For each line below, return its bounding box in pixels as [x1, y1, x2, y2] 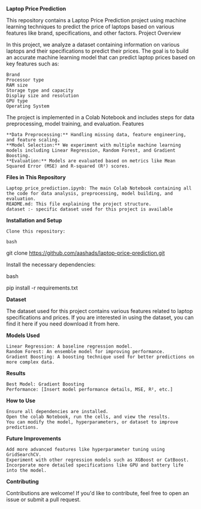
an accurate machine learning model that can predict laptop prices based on [6, 54, 196, 61]
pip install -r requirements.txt [6, 284, 78, 291]
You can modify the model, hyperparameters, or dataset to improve [6, 419, 179, 425]
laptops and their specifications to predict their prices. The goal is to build [6, 47, 189, 55]
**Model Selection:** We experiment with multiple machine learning [6, 142, 181, 148]
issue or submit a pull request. [6, 496, 81, 503]
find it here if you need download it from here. [6, 320, 120, 327]
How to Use [6, 397, 36, 404]
